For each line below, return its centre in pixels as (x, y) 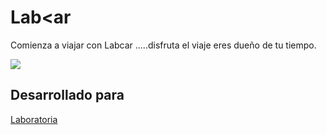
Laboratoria (34, 119)
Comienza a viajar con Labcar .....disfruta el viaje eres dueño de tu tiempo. (163, 45)
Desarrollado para (67, 95)
